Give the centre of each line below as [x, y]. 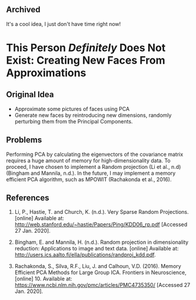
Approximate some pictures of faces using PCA [72, 109]
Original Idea [30, 95]
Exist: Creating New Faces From [86, 60]
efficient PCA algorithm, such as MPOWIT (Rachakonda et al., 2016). [89, 179]
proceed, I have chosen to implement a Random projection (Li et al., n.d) [94, 167]
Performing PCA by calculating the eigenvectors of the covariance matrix [95, 154]
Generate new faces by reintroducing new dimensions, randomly [93, 115]
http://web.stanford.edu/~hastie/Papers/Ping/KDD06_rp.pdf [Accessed [101, 224]
